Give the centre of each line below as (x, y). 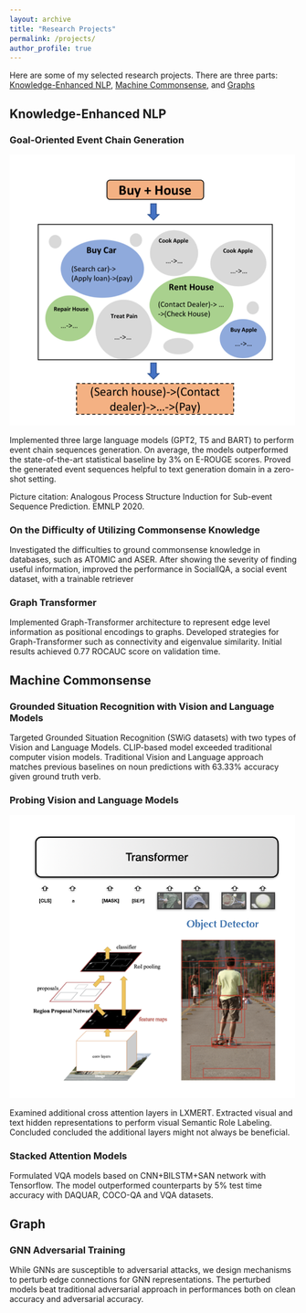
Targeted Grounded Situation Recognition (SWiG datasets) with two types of (153, 738)
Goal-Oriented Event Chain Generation (97, 140)
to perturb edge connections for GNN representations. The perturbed (140, 1280)
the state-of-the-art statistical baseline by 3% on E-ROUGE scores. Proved (150, 459)
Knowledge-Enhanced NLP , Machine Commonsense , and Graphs (132, 85)
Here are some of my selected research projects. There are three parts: (144, 75)
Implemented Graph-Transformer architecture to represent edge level (140, 622)
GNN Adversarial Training (68, 1250)
